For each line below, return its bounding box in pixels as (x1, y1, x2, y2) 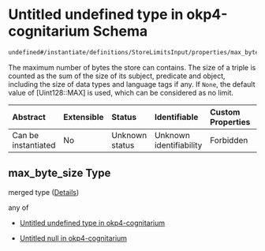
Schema (92, 22, 148, 40)
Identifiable (154, 111, 199, 122)
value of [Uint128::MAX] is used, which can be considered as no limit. (8, 88, 234, 97)
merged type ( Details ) (8, 187, 80, 197)
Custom (210, 107, 241, 118)
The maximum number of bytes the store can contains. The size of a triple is (8, 62, 256, 72)
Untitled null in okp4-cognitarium (19, 233, 128, 242)
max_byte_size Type (8, 167, 111, 180)
